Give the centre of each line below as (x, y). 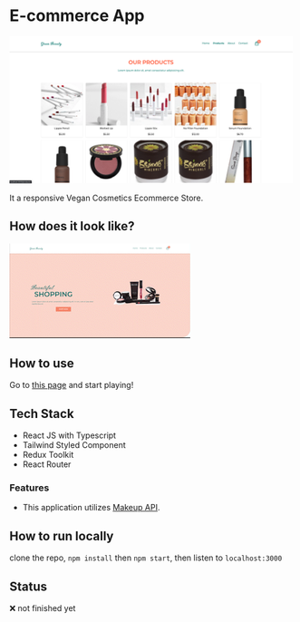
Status (29, 586)
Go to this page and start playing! (72, 385)
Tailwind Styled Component (74, 445)
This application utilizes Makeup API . (91, 508)
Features (29, 488)
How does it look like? (72, 226)
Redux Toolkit (48, 455)
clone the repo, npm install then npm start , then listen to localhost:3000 (146, 558)
